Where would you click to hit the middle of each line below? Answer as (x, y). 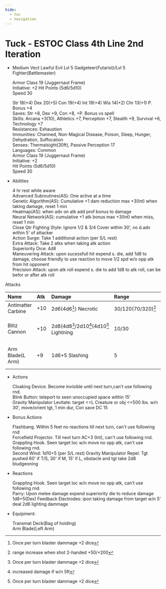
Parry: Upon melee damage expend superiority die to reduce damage (83, 494)
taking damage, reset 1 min (40, 206)
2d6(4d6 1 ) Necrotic (75, 308)
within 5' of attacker (33, 233)
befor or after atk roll (33, 275)
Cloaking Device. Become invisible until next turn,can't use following (82, 387)
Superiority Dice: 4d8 (34, 249)
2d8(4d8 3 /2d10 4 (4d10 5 (80, 326)
